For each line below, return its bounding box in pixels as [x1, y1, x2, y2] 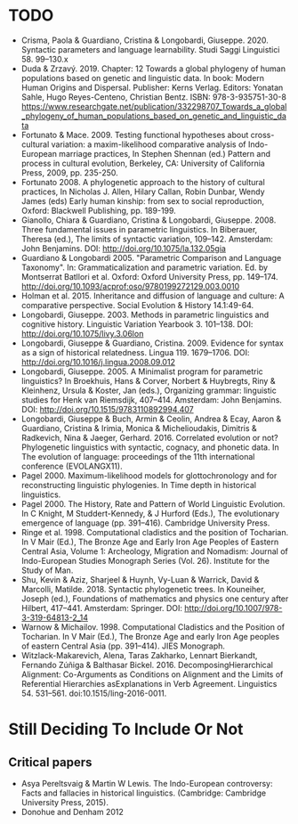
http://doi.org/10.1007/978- [184, 602, 283, 613]
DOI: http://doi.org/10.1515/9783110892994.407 [20, 404, 195, 414]
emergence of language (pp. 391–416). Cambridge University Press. [20, 518, 270, 528]
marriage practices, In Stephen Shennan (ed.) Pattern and [58, 148, 270, 159]
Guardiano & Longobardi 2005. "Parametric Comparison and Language [20, 252, 282, 263]
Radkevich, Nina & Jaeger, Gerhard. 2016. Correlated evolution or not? [20, 432, 278, 443]
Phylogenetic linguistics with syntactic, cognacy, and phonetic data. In [20, 442, 279, 453]
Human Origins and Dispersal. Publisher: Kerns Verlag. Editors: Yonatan [20, 82, 284, 93]
